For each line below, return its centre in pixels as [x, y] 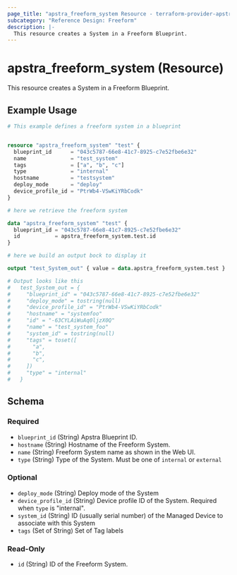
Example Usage [42, 110]
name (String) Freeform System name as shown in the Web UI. [107, 452]
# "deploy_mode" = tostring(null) [64, 301]
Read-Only [26, 549]
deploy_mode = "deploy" [58, 185]
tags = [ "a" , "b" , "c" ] [69, 165]
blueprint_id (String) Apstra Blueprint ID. [77, 437]
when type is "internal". [51, 508]
